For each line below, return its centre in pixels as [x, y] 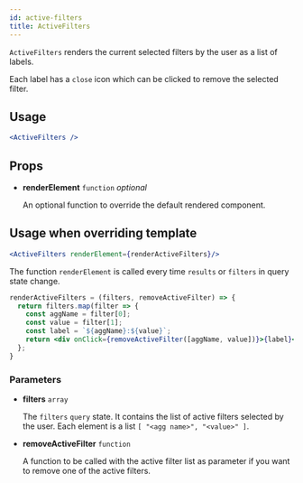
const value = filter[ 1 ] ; [74, 323]
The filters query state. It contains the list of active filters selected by [153, 416]
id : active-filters [46, 18]
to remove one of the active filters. [87, 470]
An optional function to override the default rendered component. [144, 205]
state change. [35, 281]
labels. [22, 61]
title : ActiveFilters [50, 26]
